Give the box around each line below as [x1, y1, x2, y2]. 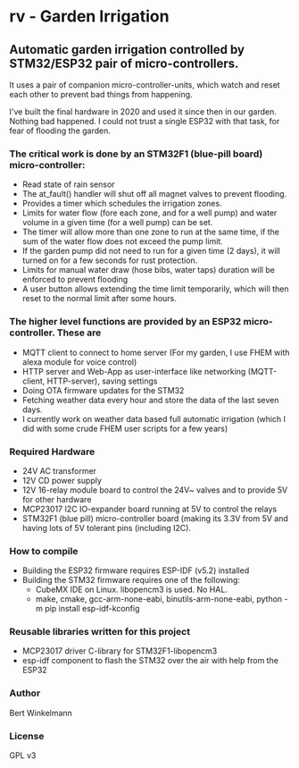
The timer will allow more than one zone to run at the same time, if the [21, 226, 279, 238]
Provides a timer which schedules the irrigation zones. [21, 198, 222, 209]
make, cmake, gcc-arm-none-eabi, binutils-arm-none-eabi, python [35, 594, 283, 604]
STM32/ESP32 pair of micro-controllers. [9, 55, 239, 71]
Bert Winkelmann [9, 707, 73, 718]
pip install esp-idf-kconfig [44, 603, 140, 614]
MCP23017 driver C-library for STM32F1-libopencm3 [21, 646, 218, 656]
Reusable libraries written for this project [9, 626, 190, 638]
